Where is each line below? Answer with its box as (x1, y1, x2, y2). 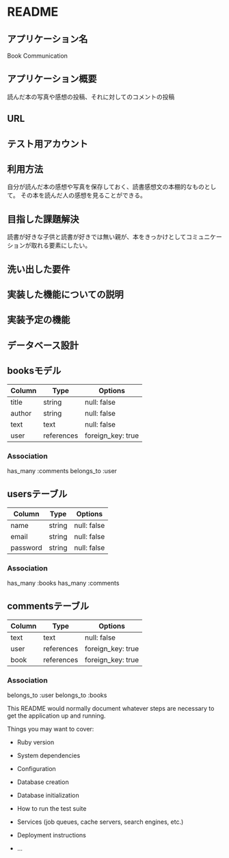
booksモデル (7, 365, 62, 377)
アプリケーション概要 (7, 73, 97, 85)
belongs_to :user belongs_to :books (7, 691, 107, 699)
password (10, 542, 42, 552)
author (10, 408, 32, 418)
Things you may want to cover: (7, 725, 94, 733)
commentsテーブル (7, 601, 90, 612)
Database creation (16, 778, 70, 786)
